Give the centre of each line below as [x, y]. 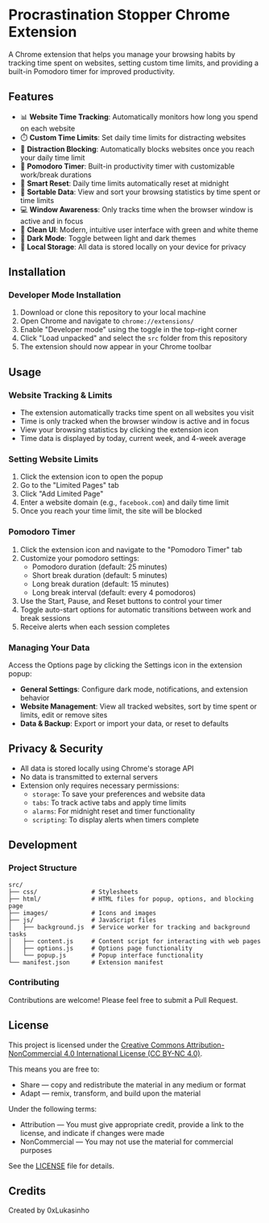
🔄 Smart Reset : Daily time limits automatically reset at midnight [124, 183]
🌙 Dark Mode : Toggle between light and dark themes [108, 238]
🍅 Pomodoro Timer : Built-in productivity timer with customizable [127, 166]
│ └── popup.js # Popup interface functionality [106, 955]
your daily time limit [52, 157]
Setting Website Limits [54, 460]
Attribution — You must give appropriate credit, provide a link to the [132, 1124]
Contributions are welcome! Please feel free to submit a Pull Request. [123, 1000]
